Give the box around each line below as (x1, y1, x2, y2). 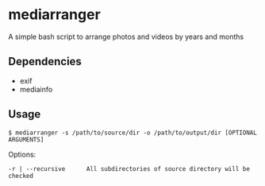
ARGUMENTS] (8, 135, 44, 144)
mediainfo (19, 84, 53, 94)
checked (8, 172, 34, 180)
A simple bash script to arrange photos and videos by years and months (8, 32, 244, 41)
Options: (8, 149, 36, 159)
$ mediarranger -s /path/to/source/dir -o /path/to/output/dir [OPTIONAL (8, 129, 258, 137)
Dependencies (8, 55, 82, 68)
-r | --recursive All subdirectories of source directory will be (8, 165, 250, 172)
